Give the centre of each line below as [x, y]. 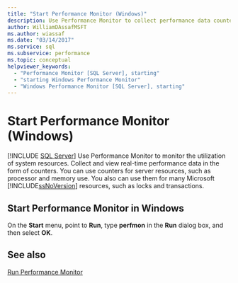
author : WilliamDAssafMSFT [47, 27]
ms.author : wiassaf [36, 34]
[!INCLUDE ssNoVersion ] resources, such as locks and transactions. [106, 186]
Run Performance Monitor [45, 272]
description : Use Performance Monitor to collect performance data [109, 21]
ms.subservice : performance [49, 54]
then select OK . [30, 233]
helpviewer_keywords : [39, 67]
